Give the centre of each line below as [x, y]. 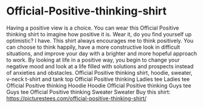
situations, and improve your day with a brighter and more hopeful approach [102, 53]
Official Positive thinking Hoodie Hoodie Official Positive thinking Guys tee [99, 85]
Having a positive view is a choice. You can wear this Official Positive [93, 28]
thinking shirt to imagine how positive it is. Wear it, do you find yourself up [99, 34]
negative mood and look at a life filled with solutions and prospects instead [100, 66]
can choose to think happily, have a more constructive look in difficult [93, 47]
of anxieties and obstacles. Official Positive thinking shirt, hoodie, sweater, [99, 72]
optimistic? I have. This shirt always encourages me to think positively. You [100, 40]
